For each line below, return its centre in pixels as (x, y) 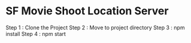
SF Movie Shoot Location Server (87, 11)
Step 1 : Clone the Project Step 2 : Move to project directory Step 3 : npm (95, 27)
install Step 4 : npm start (36, 33)
